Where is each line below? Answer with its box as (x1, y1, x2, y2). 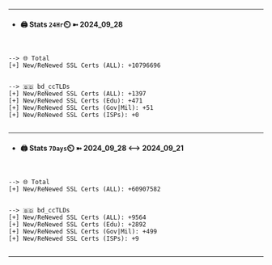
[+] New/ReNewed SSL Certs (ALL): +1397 (8, 90, 147, 98)
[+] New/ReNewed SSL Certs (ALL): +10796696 (8, 61, 161, 69)
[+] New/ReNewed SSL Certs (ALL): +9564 (8, 213, 147, 222)
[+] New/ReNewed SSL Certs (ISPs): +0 (8, 111, 139, 120)
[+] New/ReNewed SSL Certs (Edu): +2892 (8, 221, 147, 229)
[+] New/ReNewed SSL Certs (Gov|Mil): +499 (8, 228, 158, 236)
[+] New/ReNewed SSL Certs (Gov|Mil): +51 (8, 104, 154, 112)
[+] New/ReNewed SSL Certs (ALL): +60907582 (8, 185, 161, 194)
